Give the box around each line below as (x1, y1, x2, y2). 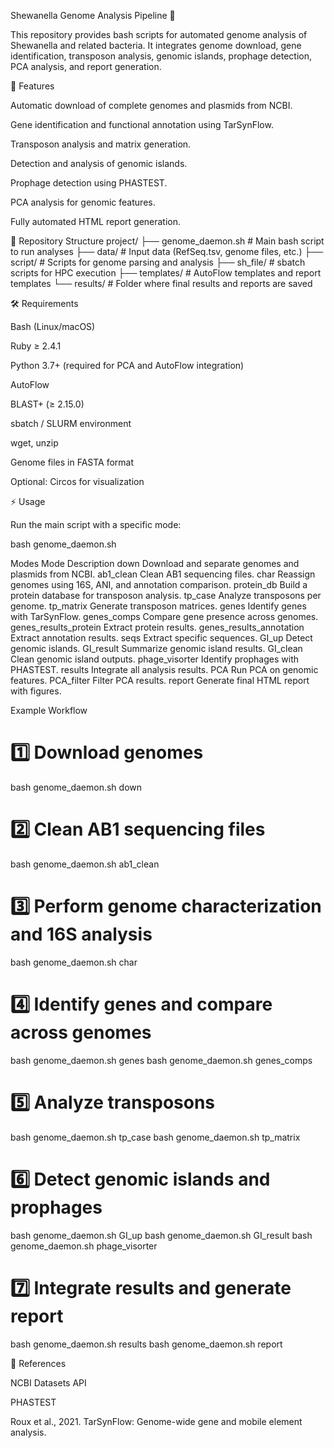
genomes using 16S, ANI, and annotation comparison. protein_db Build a (10, 579, 308, 590)
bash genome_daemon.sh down (10, 781, 143, 793)
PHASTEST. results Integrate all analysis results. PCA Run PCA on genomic (10, 664, 319, 675)
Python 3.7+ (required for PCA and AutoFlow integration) (10, 360, 245, 371)
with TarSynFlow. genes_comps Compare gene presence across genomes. (10, 611, 319, 622)
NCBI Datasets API (10, 1376, 87, 1389)
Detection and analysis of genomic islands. (10, 158, 188, 169)
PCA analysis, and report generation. (10, 61, 162, 72)
